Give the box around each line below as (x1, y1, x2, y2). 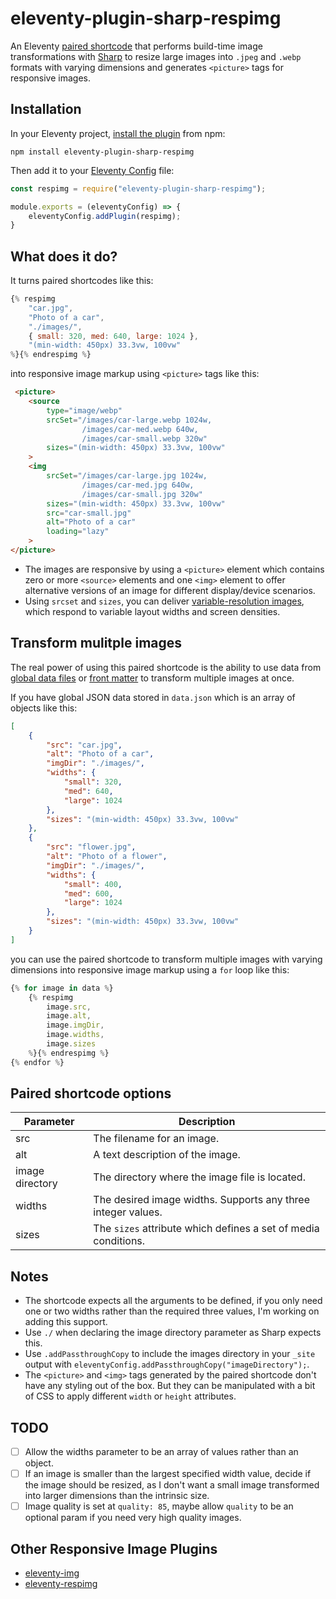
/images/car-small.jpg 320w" (81, 489, 203, 499)
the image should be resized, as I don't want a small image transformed (24, 1479, 320, 1491)
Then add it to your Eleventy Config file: (10, 164, 175, 176)
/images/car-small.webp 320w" (81, 433, 208, 444)
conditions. (93, 1234, 146, 1248)
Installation (10, 101, 82, 118)
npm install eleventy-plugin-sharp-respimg (10, 147, 195, 157)
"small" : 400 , (63, 879, 123, 889)
